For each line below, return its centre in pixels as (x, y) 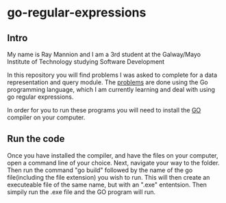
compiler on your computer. (46, 117)
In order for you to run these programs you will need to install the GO (104, 110)
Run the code (36, 139)
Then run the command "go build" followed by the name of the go (100, 170)
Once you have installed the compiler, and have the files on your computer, (113, 155)
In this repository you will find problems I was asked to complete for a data (112, 75)
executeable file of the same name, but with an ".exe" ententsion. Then (107, 184)
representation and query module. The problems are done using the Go (108, 82)
